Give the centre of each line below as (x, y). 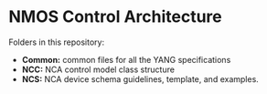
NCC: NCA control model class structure (98, 69)
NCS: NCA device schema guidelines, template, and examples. (140, 78)
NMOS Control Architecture (115, 17)
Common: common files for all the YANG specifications (126, 59)
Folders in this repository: (57, 42)
